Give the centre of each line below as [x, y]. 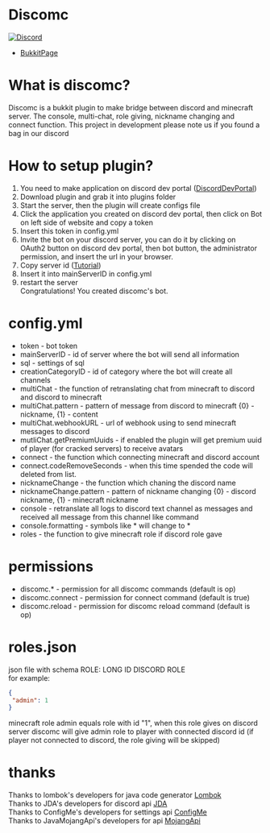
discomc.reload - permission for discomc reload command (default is [135, 606]
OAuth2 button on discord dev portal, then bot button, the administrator [139, 248]
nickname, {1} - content [59, 414]
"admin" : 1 [30, 700]
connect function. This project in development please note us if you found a [134, 124]
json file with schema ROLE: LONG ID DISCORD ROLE [97, 669]
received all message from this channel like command [109, 516]
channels [35, 379]
